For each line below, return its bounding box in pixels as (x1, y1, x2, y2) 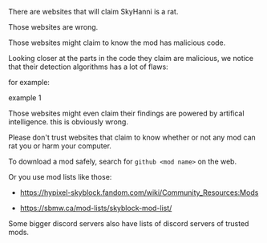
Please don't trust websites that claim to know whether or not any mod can (8, 132, 257, 142)
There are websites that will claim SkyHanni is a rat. (8, 7, 179, 16)
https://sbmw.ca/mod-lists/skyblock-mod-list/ (19, 204, 172, 213)
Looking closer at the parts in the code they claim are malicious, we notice (8, 54, 254, 63)
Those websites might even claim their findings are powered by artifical (8, 108, 245, 118)
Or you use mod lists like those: (8, 172, 112, 181)
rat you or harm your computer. (8, 141, 112, 151)
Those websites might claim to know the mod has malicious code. (8, 38, 226, 47)
